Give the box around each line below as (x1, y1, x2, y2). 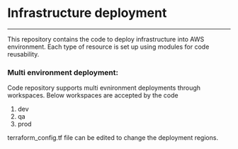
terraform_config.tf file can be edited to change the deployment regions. (7, 133, 218, 142)
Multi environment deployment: (7, 67, 119, 77)
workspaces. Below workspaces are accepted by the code (7, 91, 178, 100)
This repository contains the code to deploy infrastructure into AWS (7, 35, 205, 43)
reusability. (7, 49, 40, 58)
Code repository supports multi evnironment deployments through (7, 83, 200, 93)
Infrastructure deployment (7, 5, 167, 21)
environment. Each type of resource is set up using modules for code (7, 42, 210, 51)
